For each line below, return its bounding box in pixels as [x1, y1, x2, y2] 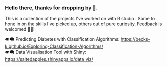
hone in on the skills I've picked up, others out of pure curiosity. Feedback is [5, 21, 162, 27]
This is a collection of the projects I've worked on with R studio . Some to [5, 16, 155, 22]
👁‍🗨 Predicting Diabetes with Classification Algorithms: [5, 36, 120, 42]
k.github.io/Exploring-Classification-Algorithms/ [5, 43, 103, 49]
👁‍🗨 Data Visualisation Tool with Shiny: [5, 49, 86, 55]
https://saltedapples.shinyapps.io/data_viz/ [5, 56, 93, 62]
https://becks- [120, 36, 151, 42]
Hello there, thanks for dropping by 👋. [5, 4, 98, 11]
